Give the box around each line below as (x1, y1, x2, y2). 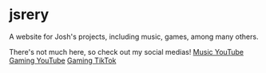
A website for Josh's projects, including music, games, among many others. (9, 32, 259, 41)
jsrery (9, 6, 50, 24)
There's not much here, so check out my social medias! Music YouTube (9, 47, 244, 56)
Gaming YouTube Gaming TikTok (9, 56, 117, 65)
